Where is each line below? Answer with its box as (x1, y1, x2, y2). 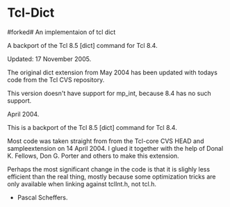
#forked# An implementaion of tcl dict (7, 28, 116, 36)
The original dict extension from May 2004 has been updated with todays (7, 68, 217, 76)
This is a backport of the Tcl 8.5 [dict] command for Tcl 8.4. (7, 123, 177, 131)
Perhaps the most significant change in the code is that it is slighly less (7, 165, 211, 173)
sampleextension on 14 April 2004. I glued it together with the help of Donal (7, 144, 224, 152)
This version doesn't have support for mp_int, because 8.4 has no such (7, 89, 211, 97)
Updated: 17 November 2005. (7, 54, 92, 63)
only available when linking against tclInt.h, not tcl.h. (7, 179, 156, 188)
